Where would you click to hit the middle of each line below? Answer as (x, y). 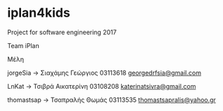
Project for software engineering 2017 (62, 32)
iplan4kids (39, 13)
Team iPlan (24, 45)
